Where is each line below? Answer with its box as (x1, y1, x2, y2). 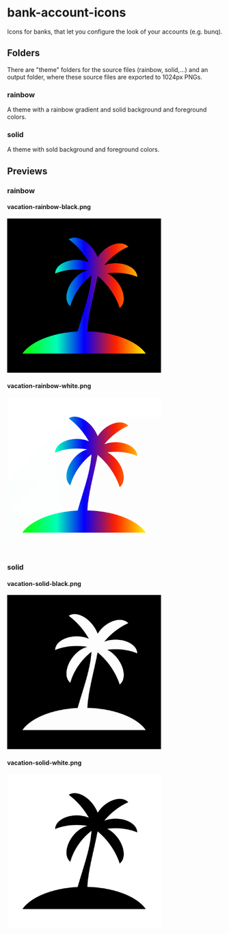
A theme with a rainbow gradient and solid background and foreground (7, 106, 207, 114)
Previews (7, 165, 48, 177)
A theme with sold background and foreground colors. (7, 145, 160, 153)
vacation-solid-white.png (7, 759, 82, 767)
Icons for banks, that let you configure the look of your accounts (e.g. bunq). (7, 27, 223, 36)
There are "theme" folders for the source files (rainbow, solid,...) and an (7, 65, 208, 73)
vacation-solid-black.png (7, 579, 82, 587)
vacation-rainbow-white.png (7, 382, 92, 390)
